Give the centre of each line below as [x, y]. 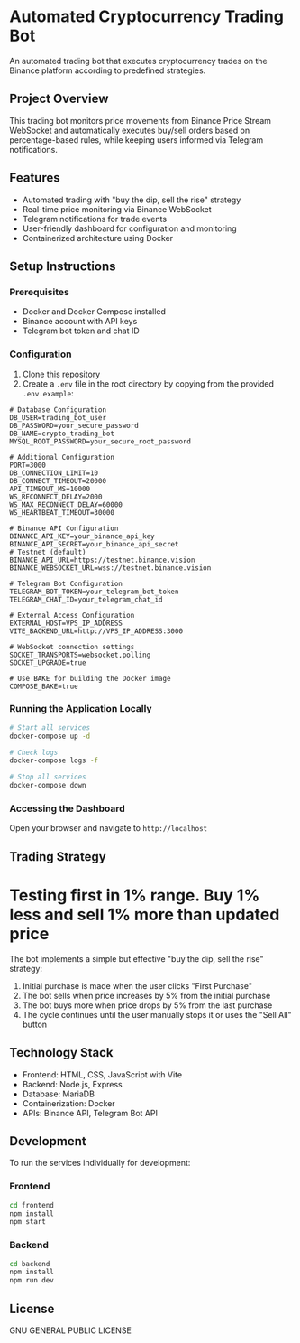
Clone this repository [61, 374]
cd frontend [32, 1205]
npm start [28, 1222]
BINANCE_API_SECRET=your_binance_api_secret [94, 544]
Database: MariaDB [58, 1094]
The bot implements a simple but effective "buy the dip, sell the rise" [136, 958]
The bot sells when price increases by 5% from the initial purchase [146, 995]
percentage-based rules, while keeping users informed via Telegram [136, 140]
